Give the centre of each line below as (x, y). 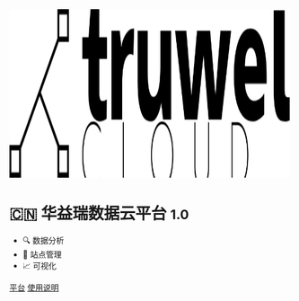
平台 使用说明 (34, 288)
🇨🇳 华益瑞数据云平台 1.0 (99, 214)
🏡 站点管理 (42, 254)
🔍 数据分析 (43, 240)
